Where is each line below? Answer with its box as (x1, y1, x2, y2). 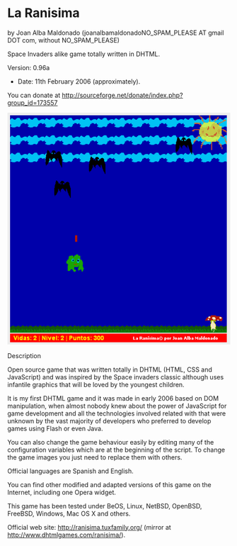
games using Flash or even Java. (7, 424, 103, 433)
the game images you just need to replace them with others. (7, 452, 183, 462)
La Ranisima (7, 5, 80, 21)
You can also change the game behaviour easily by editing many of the (7, 438, 214, 446)
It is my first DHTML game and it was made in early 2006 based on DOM (7, 394, 219, 402)
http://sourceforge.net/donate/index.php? (62, 91, 183, 99)
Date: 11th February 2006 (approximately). (17, 77, 141, 86)
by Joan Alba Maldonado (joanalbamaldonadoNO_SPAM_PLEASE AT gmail (7, 28, 224, 37)
